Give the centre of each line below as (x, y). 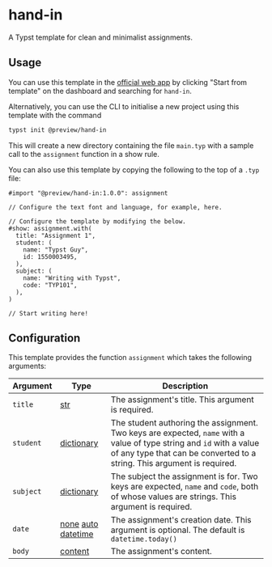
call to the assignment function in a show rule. (84, 154)
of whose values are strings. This (174, 497)
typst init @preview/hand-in (57, 130)
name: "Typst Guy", (56, 250)
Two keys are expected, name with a (178, 433)
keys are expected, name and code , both (185, 487)
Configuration (45, 339)
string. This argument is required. (174, 463)
